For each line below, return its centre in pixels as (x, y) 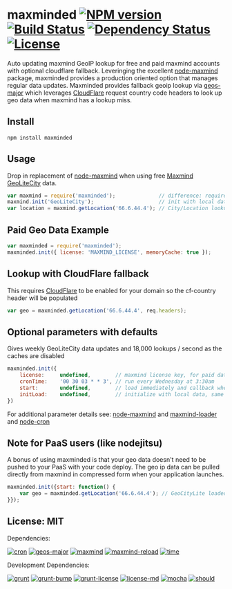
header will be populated (42, 298)
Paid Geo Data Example (58, 230)
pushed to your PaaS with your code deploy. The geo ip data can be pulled (113, 467)
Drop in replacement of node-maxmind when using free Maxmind (100, 176)
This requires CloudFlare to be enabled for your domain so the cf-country (112, 290)
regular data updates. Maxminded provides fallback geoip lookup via (105, 85)
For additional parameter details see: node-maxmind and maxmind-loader (112, 414)
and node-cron (29, 421)
